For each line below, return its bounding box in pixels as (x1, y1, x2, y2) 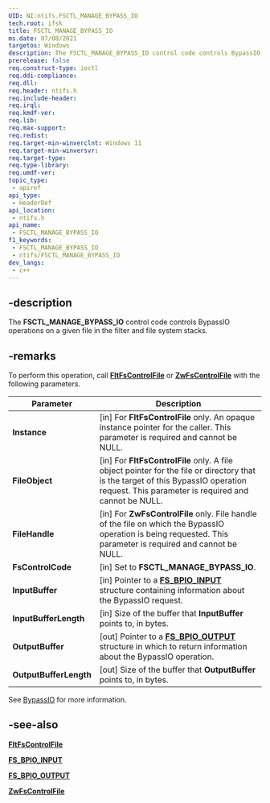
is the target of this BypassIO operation (99, 476, 247, 486)
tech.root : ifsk (8, 19, 63, 27)
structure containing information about (99, 585, 245, 595)
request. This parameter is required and (99, 485, 249, 496)
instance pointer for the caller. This (99, 422, 231, 433)
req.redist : (8, 131, 48, 139)
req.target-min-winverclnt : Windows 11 (8, 138, 142, 147)
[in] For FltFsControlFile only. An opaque (99, 412, 256, 422)
